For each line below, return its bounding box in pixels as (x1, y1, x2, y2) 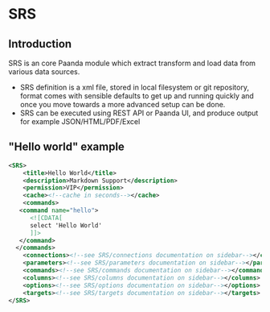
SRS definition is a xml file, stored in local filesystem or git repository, (19, 82, 249, 92)
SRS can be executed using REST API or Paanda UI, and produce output (19, 108, 259, 118)
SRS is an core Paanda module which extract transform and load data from (8, 58, 256, 68)
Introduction (8, 37, 72, 51)
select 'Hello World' (29, 221, 103, 230)
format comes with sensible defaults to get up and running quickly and (19, 91, 255, 101)
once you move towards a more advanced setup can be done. (19, 100, 226, 109)
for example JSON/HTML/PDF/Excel (19, 117, 141, 126)
